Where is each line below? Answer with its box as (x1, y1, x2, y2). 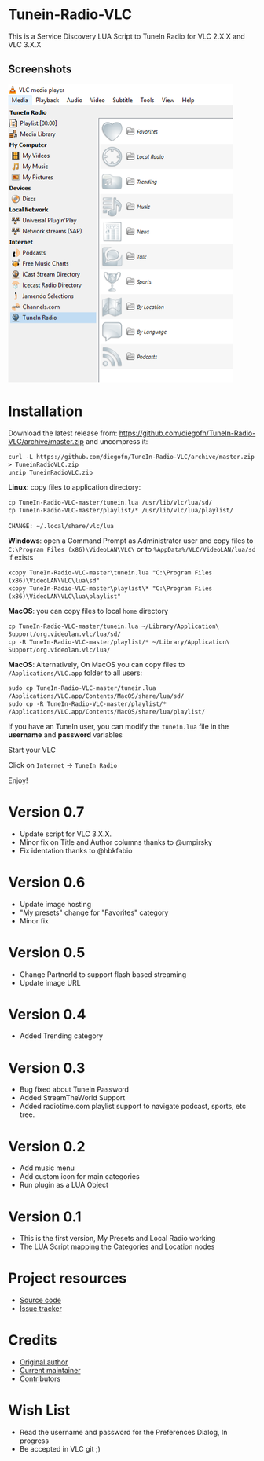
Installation (8, 402, 83, 420)
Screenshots (8, 63, 72, 76)
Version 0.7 (8, 803, 85, 820)
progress (19, 1436, 49, 1445)
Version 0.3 (8, 1059, 86, 1077)
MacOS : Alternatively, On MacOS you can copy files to (8, 659, 185, 669)
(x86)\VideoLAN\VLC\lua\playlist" (8, 592, 122, 600)
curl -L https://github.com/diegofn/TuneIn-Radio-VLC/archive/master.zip (8, 453, 255, 461)
